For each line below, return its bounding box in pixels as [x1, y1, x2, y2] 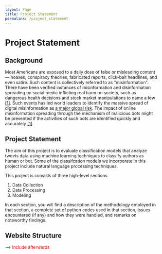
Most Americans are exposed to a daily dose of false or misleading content [5, 69, 156, 75]
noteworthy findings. [5, 217, 47, 223]
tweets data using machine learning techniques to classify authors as [5, 153, 144, 159]
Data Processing [12, 187, 45, 193]
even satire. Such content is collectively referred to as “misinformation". [5, 80, 149, 85]
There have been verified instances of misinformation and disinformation [5, 85, 151, 90]
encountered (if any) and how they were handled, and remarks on [5, 212, 137, 218]
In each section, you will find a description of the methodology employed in [5, 202, 156, 208]
